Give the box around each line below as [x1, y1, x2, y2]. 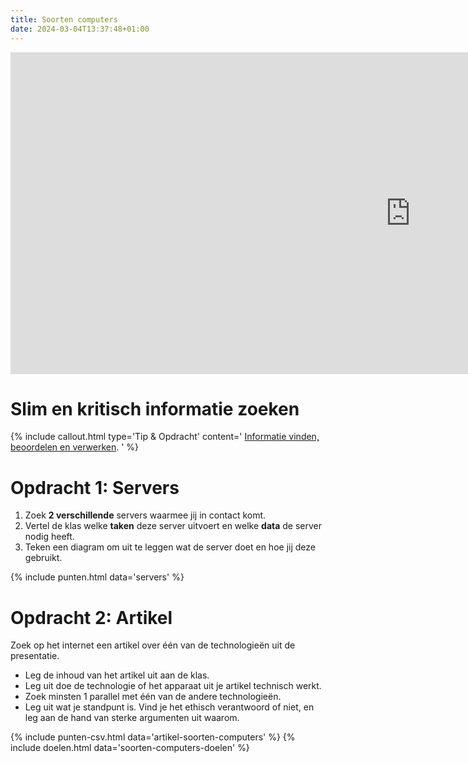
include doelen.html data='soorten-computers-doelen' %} [10, 742, 250, 754]
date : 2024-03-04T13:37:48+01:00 [10, 24, 150, 34]
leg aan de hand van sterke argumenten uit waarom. [24, 712, 240, 724]
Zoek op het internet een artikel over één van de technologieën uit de [10, 639, 296, 651]
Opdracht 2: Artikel [10, 606, 173, 629]
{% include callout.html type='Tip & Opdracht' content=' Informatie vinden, [10, 431, 320, 443]
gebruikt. [24, 552, 63, 564]
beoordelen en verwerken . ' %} [10, 441, 140, 453]
